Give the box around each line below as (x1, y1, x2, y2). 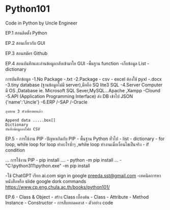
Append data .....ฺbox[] (5, 118, 56, 123)
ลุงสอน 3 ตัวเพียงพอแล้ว (5, 109, 43, 114)
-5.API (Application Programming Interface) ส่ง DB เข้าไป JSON (5, 93, 133, 99)
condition (5, 147, 25, 153)
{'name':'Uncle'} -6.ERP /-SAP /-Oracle (5, 99, 88, 105)
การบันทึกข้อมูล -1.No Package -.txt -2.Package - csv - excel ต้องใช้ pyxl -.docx (5, 76, 162, 82)
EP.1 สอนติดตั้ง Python (5, 30, 47, 36)
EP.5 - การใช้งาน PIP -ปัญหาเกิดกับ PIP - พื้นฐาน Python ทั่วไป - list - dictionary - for (5, 136, 165, 142)
